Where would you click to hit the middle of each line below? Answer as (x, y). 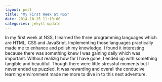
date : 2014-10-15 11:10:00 (33, 19)
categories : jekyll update (33, 23)
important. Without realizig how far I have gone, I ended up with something (81, 59)
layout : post (19, 10)
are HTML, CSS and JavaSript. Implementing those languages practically (79, 43)
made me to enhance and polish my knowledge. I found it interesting (75, 48)
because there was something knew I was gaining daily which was (73, 53)
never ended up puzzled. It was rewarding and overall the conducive (75, 69)
